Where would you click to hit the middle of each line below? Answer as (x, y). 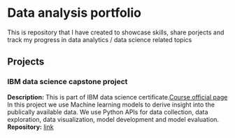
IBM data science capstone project (67, 82)
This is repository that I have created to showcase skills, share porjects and (116, 32)
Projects (26, 62)
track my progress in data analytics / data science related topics (100, 39)
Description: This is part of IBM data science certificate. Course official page (117, 97)
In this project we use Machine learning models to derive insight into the (111, 104)
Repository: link (30, 127)
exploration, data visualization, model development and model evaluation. (113, 119)
